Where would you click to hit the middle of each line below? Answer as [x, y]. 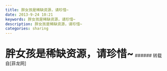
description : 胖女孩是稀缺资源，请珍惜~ [44, 24]
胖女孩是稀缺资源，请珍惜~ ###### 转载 [83, 54]
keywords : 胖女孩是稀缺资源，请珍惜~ [40, 19]
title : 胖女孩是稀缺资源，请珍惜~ [37, 10]
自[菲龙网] [16, 63]
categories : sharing [27, 29]
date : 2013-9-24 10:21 [29, 15]
